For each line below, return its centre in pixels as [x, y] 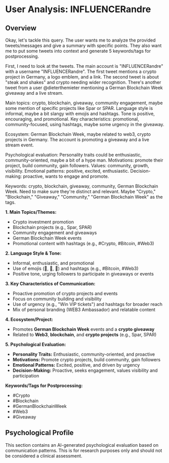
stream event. [19, 145]
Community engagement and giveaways [55, 233]
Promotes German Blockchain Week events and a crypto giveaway [83, 329]
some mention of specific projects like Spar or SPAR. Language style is [79, 108]
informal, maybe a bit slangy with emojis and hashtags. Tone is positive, [80, 113]
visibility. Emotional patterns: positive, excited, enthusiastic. [67, 171]
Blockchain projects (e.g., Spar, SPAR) [52, 227]
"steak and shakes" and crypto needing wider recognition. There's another [83, 82]
